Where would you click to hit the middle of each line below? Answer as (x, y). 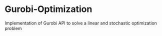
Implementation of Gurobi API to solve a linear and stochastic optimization (81, 23)
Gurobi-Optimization (48, 9)
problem (13, 28)
